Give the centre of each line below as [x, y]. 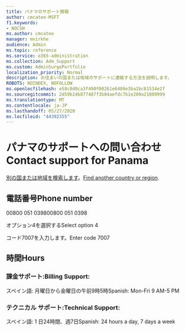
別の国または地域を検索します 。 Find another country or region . [83, 178]
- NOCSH [16, 28]
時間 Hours [25, 258]
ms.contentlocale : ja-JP [37, 105]
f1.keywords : [22, 23]
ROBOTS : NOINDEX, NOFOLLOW [39, 84]
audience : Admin [26, 45]
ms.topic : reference [32, 50]
